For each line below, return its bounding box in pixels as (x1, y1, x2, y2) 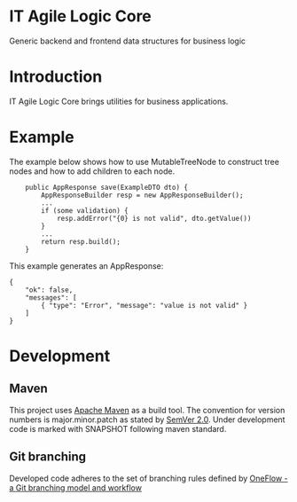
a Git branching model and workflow (9, 482, 142, 493)
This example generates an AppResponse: (9, 260, 164, 271)
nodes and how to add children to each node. (9, 166, 176, 176)
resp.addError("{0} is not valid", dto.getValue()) (56, 214, 252, 223)
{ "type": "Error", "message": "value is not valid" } (41, 301, 248, 310)
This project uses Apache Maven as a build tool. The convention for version (9, 404, 285, 415)
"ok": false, (25, 286, 74, 294)
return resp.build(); (41, 237, 121, 246)
